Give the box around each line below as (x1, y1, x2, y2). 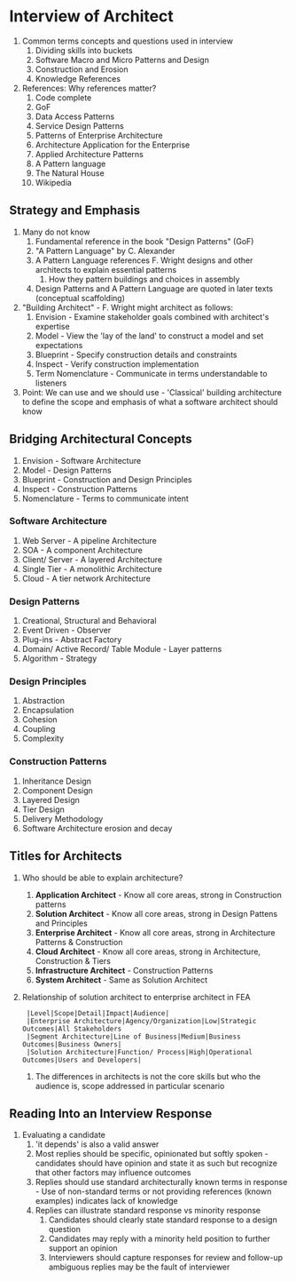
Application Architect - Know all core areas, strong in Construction (35, 889, 282, 900)
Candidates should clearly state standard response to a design (48, 1214, 277, 1225)
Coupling (21, 724, 56, 735)
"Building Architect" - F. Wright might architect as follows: (21, 302, 233, 313)
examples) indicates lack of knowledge (35, 1196, 179, 1206)
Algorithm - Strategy (21, 653, 97, 664)
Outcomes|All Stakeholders (21, 1024, 122, 1033)
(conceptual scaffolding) (35, 292, 126, 303)
